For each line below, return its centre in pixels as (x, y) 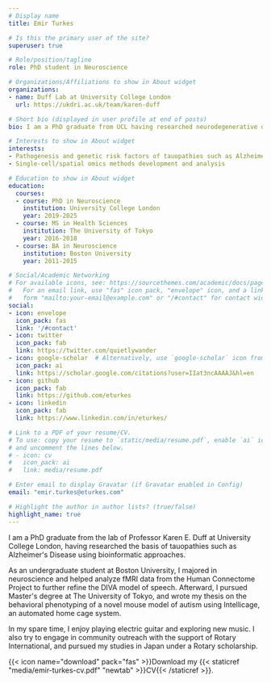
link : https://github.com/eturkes (73, 396)
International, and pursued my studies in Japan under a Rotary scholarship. (133, 646)
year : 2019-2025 (50, 216)
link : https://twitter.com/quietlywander (86, 351)
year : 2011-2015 (50, 261)
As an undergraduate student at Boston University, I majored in (113, 570)
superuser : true (35, 45)
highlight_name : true (45, 514)
